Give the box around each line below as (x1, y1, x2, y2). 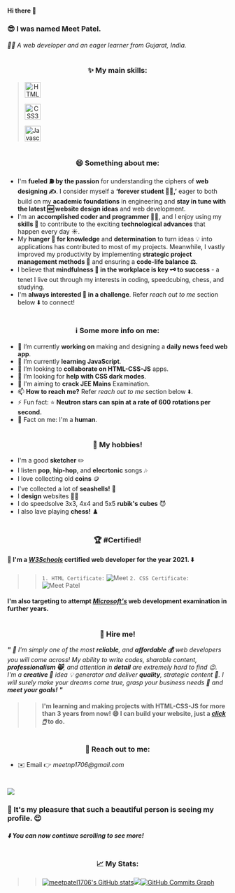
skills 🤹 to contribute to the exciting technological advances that (17, 220, 206, 228)
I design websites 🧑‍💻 (17, 492, 79, 500)
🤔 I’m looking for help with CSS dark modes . (17, 372, 147, 380)
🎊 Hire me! (99, 629, 136, 639)
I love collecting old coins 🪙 (17, 474, 100, 483)
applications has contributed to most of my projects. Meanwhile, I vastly (17, 243, 225, 251)
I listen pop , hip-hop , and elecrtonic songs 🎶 (17, 466, 148, 474)
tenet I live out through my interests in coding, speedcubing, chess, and (17, 276, 225, 284)
